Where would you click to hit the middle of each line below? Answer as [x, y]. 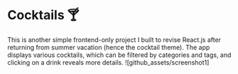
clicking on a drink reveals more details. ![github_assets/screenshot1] [108, 62]
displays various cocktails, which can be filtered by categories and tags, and [119, 55]
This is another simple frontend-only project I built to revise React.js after [114, 39]
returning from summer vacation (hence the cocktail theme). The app [109, 47]
